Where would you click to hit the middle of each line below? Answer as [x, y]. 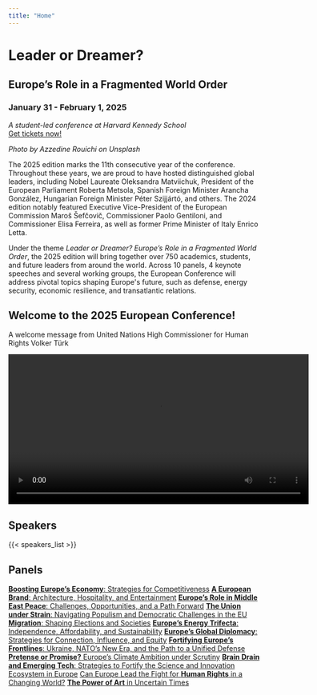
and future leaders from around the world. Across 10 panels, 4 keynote [125, 265]
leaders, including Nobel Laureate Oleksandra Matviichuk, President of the [131, 182]
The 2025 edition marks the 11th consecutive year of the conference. [122, 164]
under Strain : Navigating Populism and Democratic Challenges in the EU [128, 614]
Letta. [18, 232]
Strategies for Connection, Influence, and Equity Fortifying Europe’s [121, 640]
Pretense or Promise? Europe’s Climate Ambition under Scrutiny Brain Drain [134, 657]
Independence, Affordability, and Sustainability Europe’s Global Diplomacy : [133, 631]
